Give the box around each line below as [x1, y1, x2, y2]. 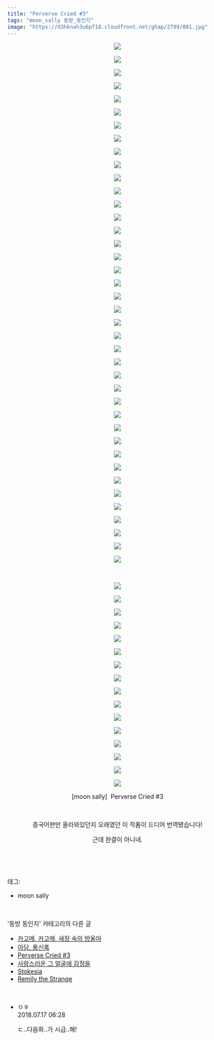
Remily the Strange [17, 975, 73, 983]
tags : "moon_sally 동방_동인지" [7, 17, 94, 24]
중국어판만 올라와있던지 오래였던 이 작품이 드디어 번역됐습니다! [32, 820, 203, 829]
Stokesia [17, 967, 43, 975]
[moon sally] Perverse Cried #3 [71, 792, 164, 801]
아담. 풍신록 [17, 943, 50, 952]
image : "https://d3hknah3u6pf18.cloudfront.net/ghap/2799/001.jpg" [7, 23, 208, 30]
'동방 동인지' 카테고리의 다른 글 [7, 919, 92, 928]
